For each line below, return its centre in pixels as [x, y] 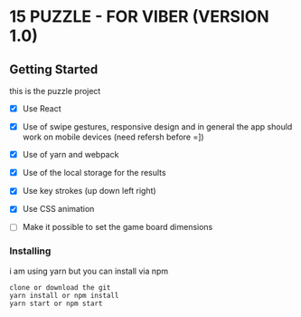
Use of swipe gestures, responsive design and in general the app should [157, 127]
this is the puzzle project [55, 91]
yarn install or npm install [64, 295]
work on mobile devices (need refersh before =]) [113, 137]
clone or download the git [60, 287]
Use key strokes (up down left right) [89, 191]
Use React [42, 109]
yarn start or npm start [56, 303]
